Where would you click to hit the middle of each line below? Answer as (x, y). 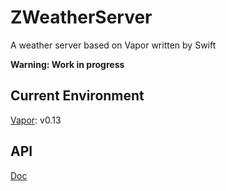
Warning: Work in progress (67, 64)
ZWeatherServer (81, 17)
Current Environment (77, 96)
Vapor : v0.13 (36, 120)
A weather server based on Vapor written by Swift (113, 45)
